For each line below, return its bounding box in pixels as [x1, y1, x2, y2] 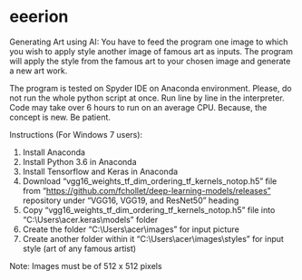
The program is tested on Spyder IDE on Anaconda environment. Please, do [9, 82, 292, 93]
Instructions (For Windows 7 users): [9, 129, 143, 140]
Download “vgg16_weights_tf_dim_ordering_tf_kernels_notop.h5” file [22, 175, 278, 187]
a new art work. [9, 65, 68, 76]
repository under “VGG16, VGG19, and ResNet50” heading [22, 195, 239, 206]
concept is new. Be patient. [9, 111, 112, 122]
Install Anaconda [22, 147, 86, 158]
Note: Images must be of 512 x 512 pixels [9, 260, 162, 271]
